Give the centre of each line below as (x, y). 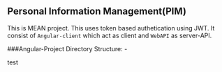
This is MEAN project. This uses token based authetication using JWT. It (111, 28)
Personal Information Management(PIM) (97, 11)
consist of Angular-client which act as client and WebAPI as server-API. (110, 35)
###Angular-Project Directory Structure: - (67, 48)
